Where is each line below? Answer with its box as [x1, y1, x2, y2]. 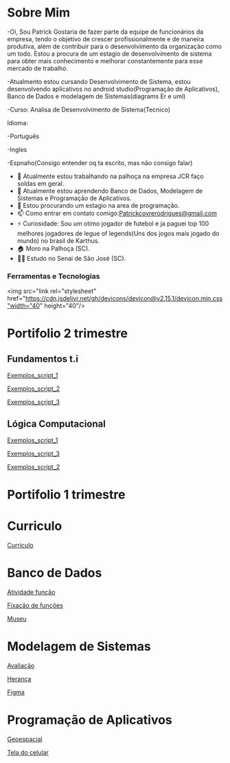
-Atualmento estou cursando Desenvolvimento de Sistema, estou [7, 77, 191, 85]
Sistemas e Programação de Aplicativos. [16, 194, 132, 202]
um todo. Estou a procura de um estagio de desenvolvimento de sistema [7, 50, 212, 58]
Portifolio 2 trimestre [7, 325, 128, 341]
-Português [7, 132, 40, 140]
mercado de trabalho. [7, 64, 69, 72]
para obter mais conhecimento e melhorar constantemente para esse [7, 56, 203, 65]
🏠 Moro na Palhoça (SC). [16, 244, 91, 252]
